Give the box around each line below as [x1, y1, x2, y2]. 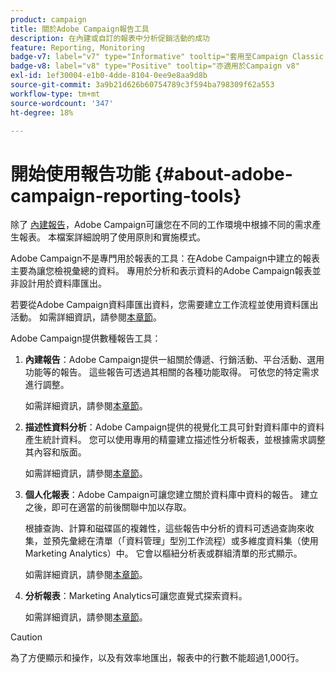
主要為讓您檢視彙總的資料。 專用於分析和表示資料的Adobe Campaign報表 [10, 265, 313, 277]
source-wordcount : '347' [10, 98, 114, 108]
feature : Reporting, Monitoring [10, 42, 145, 53]
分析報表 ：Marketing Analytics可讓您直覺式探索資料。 [24, 590, 248, 602]
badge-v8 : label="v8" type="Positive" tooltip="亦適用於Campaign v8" [10, 61, 300, 71]
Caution [10, 631, 43, 643]
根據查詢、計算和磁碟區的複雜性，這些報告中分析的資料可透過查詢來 [24, 522, 306, 535]
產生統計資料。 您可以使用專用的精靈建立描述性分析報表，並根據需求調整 [24, 434, 326, 446]
